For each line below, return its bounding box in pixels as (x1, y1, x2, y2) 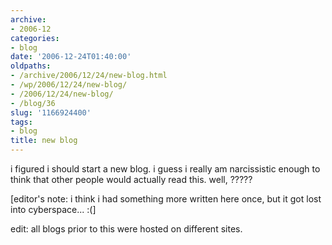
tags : (10, 117, 33, 127)
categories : (10, 33, 60, 43)
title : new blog (10, 136, 78, 146)
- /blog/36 (10, 98, 56, 108)
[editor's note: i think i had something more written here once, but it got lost (10, 193, 322, 205)
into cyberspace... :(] (10, 204, 97, 215)
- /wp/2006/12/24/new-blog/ (10, 80, 128, 90)
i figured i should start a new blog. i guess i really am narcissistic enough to (10, 163, 321, 175)
